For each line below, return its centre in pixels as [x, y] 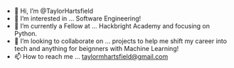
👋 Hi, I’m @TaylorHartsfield [54, 11]
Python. [26, 33]
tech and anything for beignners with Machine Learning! [96, 49]
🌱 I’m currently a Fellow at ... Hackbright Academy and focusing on [112, 26]
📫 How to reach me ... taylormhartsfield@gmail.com [91, 56]
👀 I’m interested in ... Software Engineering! [78, 18]
